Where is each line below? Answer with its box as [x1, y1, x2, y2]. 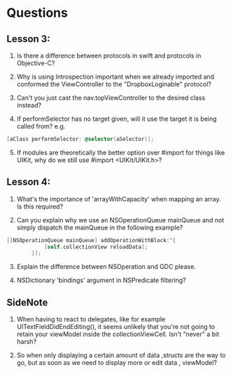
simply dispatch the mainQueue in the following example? [16, 223, 183, 232]
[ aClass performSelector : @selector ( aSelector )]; [6, 135, 155, 142]
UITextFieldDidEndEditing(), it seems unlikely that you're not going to [16, 323, 216, 331]
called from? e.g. [16, 122, 66, 131]
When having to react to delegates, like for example [16, 315, 166, 323]
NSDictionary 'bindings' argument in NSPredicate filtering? [16, 276, 186, 285]
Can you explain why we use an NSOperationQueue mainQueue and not [16, 215, 225, 224]
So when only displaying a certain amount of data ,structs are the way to [16, 351, 226, 359]
